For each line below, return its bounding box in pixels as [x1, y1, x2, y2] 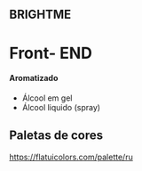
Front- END [9, 43, 93, 63]
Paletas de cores [9, 128, 104, 143]
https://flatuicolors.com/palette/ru [9, 151, 133, 162]
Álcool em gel [21, 93, 73, 103]
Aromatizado [9, 73, 59, 84]
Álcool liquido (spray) [21, 102, 100, 112]
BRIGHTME [9, 7, 72, 22]
